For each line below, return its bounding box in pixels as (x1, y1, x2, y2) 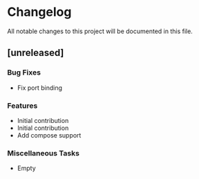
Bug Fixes (7, 68, 41, 77)
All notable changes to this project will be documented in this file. (7, 27, 193, 35)
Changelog (7, 4, 72, 20)
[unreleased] (7, 47, 64, 59)
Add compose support (17, 131, 82, 139)
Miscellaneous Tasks (7, 148, 79, 158)
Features (7, 101, 38, 111)
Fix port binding (17, 84, 63, 92)
